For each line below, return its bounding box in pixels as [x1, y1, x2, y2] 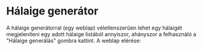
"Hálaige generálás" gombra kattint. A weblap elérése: [6, 37, 142, 44]
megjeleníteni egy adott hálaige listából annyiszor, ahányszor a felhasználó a [6, 30, 197, 37]
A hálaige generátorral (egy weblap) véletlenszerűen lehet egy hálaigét [6, 24, 183, 31]
